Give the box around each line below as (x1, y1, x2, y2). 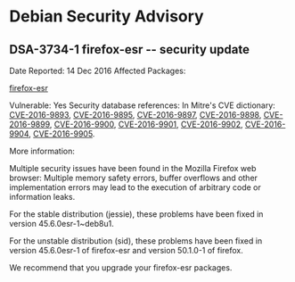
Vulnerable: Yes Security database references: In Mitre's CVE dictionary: (9, 100, 276, 111)
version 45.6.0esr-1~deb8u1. (9, 219, 114, 228)
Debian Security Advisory (9, 6, 204, 27)
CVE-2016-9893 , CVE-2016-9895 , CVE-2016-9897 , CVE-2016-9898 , (9, 110, 262, 120)
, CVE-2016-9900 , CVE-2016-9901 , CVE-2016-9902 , (49, 119, 243, 129)
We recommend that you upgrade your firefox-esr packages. (9, 262, 233, 273)
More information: (9, 145, 76, 156)
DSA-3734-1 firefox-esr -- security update (9, 42, 250, 57)
